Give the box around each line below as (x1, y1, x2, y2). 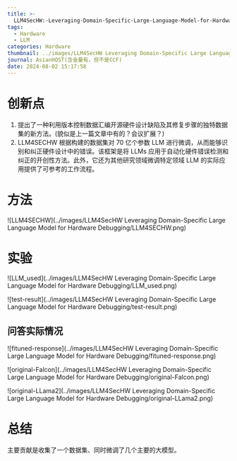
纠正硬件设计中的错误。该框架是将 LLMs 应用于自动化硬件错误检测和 (30, 146, 229, 156)
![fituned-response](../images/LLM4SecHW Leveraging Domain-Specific (7, 344, 219, 353)
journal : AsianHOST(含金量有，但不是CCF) (7, 57, 122, 64)
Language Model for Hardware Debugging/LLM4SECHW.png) (7, 223, 187, 232)
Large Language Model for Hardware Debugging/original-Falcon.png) (7, 373, 209, 382)
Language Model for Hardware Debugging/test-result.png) (7, 303, 178, 311)
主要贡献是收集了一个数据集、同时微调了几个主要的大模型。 (7, 446, 181, 455)
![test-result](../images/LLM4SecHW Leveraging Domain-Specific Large (7, 295, 217, 304)
